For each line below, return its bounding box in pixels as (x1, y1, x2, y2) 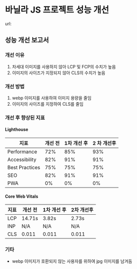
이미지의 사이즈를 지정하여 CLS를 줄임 (12, 101, 83, 107)
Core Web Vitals (5, 193, 39, 199)
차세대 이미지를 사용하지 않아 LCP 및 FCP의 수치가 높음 (12, 63, 116, 69)
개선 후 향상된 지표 (5, 114, 45, 121)
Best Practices (7, 164, 41, 171)
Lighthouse (5, 127, 28, 132)
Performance (7, 148, 37, 155)
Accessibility (7, 156, 37, 163)
